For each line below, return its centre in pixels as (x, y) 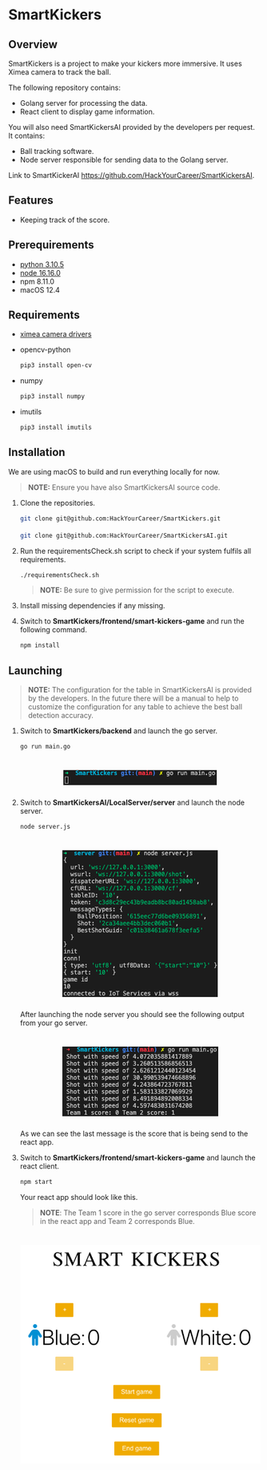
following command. (54, 630)
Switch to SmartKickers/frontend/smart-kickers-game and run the (132, 621)
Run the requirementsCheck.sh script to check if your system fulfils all (135, 551)
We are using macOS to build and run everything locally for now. (114, 471)
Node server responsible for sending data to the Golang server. (124, 160)
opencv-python (45, 349)
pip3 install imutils (56, 428)
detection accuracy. (60, 716)
